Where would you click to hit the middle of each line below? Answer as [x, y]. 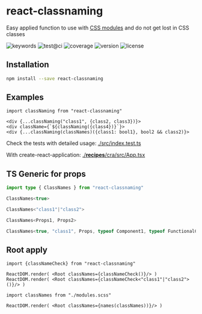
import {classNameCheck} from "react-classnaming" [71, 264]
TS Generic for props [46, 174]
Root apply [27, 250]
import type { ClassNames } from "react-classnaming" [75, 188]
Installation [28, 65]
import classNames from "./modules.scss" [59, 295]
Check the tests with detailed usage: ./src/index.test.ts [74, 143]
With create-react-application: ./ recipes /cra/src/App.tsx [76, 155]
